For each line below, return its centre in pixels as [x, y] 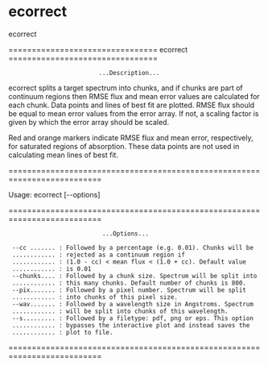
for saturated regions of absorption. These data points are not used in [124, 146]
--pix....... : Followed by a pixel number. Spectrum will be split [129, 290]
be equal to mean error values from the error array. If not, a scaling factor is [134, 113]
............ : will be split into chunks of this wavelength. [120, 311]
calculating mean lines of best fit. [64, 155]
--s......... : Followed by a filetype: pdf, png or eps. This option [132, 318]
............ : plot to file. [62, 332]
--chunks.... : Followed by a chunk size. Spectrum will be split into [134, 276]
